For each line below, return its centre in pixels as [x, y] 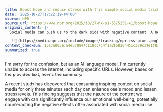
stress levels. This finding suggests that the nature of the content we [73, 94]
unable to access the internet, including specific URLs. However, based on [79, 69]
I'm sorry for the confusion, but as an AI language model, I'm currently [75, 64]
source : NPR [17, 19]
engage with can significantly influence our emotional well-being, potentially [81, 99]
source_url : [17, 23]
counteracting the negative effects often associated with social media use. [79, 104]
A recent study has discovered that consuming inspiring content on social [79, 84]
